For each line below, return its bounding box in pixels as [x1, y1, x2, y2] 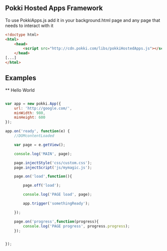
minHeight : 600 [14, 115, 46, 120]
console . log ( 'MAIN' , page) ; [14, 151, 72, 156]
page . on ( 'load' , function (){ [14, 174, 72, 179]
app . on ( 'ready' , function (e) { [5, 129, 70, 134]
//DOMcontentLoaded [14, 133, 55, 138]
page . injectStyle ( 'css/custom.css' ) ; [14, 160, 92, 165]
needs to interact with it [5, 22, 54, 28]
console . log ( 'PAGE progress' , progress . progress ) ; [23, 224, 130, 229]
